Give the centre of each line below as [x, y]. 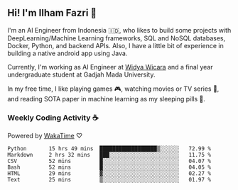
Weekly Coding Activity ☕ [53, 118]
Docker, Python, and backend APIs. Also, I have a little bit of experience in [115, 45]
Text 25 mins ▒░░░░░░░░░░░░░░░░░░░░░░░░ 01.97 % [109, 180]
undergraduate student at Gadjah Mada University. [81, 74]
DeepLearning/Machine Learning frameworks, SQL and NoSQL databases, [117, 38]
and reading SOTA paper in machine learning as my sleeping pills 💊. [107, 99]
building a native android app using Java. [67, 53]
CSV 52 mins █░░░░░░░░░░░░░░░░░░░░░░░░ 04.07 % [109, 161]
